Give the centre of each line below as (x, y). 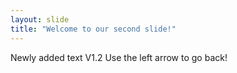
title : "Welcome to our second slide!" (93, 29)
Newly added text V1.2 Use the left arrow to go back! (119, 57)
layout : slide (40, 19)
